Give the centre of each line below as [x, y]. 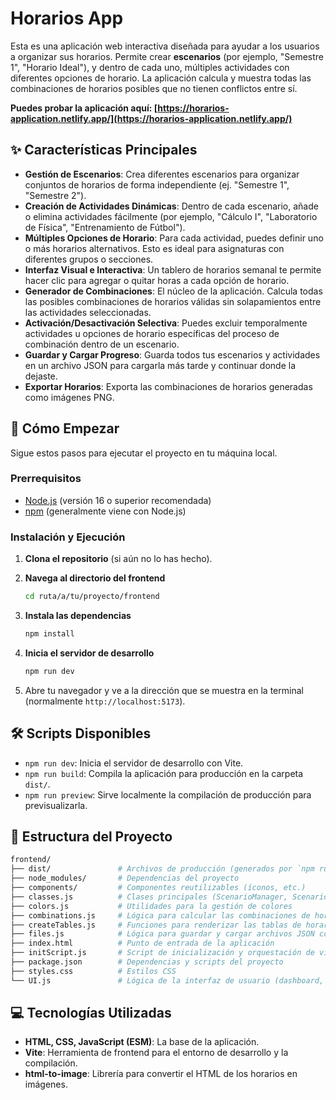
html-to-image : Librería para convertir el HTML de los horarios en [161, 1074]
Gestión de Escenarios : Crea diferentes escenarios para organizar [162, 174]
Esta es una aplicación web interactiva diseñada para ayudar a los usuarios [165, 46]
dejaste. [41, 376]
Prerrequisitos [46, 479]
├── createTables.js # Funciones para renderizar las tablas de [156, 925]
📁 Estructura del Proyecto [91, 836]
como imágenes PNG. [69, 397]
